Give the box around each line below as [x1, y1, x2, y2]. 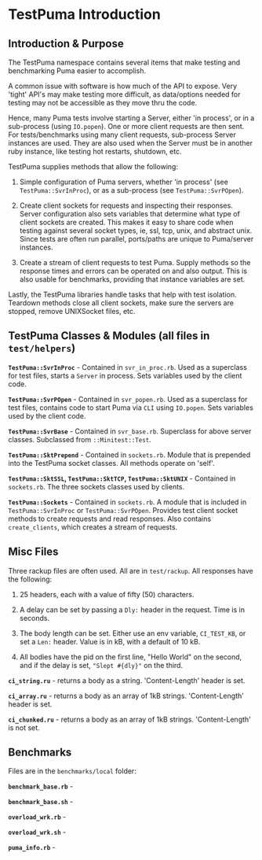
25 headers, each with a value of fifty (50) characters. [19, 589, 195, 599]
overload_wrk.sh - [8, 828, 67, 837]
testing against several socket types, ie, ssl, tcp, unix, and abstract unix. [19, 226, 253, 235]
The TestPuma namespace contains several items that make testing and [8, 57, 241, 67]
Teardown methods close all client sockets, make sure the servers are [8, 298, 234, 308]
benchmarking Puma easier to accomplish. [8, 66, 147, 76]
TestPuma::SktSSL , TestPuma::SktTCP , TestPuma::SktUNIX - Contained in [8, 474, 236, 483]
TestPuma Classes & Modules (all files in [8, 329, 210, 343]
